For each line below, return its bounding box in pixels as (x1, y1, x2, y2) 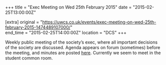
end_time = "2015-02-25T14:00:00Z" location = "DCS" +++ (5, 30, 127, 35)
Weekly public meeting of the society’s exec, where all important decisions (5, 39, 158, 45)
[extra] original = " (5, 19, 43, 25)
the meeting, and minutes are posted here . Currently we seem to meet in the (5, 50, 161, 56)
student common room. (5, 55, 53, 61)
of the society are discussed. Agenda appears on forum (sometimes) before (5, 45, 161, 50)
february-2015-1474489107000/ (5, 24, 71, 30)
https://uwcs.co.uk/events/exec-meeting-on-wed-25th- (42, 19, 157, 25)
